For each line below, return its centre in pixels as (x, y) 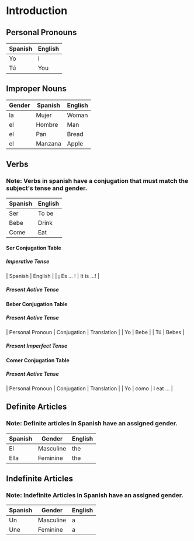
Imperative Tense (28, 261)
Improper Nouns (37, 89)
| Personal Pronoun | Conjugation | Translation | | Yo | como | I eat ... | (90, 388)
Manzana (49, 143)
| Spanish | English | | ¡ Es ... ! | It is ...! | (53, 276)
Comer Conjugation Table (38, 360)
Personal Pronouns (41, 32)
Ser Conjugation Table (34, 248)
